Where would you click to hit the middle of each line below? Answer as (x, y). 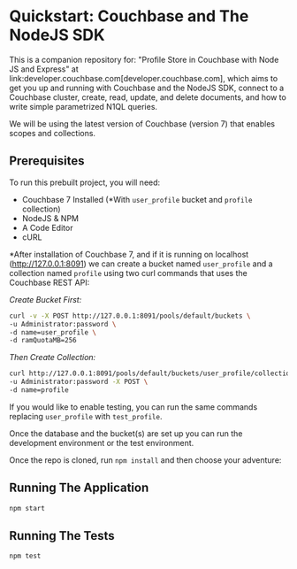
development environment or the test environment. (102, 442)
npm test (25, 556)
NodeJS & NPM (50, 218)
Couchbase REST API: (49, 282)
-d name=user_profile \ (53, 332)
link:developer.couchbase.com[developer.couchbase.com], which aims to (144, 78)
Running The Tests (62, 536)
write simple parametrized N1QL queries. (83, 106)
